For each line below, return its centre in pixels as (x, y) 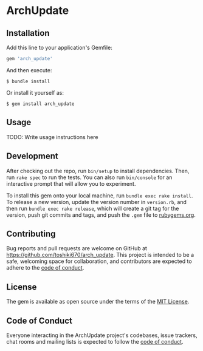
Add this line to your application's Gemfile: (59, 47)
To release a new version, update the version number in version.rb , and (97, 202)
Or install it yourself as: (35, 92)
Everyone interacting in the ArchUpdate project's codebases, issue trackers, (102, 335)
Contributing (31, 233)
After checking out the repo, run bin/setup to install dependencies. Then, (98, 171)
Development (33, 156)
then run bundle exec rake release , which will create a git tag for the (93, 208)
